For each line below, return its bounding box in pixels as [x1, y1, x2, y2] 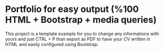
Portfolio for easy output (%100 [5, 3, 139, 15]
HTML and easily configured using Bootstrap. [5, 41, 99, 47]
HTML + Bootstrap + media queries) [5, 14, 156, 25]
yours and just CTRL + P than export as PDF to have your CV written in [5, 36, 151, 42]
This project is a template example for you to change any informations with [5, 30, 159, 36]
